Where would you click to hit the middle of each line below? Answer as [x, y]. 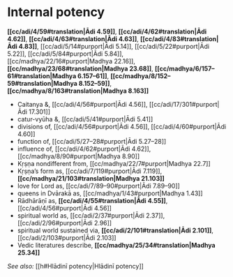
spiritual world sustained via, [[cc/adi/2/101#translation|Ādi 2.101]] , [115, 230]
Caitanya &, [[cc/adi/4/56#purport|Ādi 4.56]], [82, 104]
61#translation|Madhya [42, 76]
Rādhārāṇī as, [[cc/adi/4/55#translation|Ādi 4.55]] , [92, 200]
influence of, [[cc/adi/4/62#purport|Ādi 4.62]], [84, 149]
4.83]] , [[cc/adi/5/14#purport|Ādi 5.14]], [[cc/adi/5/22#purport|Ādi [114, 46]
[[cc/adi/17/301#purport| [184, 104]
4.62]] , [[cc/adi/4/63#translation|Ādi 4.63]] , [73, 38]
